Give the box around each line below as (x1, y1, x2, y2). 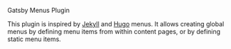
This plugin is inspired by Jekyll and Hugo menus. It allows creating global (7, 20, 225, 28)
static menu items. (7, 35, 62, 43)
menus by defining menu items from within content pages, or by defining (7, 28, 221, 36)
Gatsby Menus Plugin (7, 6, 70, 14)
